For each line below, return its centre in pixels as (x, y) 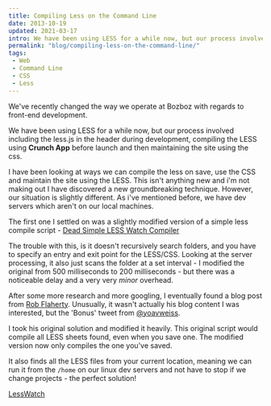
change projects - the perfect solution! (73, 378)
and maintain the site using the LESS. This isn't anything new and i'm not (129, 180)
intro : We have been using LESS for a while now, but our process (122, 38)
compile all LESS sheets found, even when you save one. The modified (126, 337)
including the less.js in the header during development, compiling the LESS (133, 139)
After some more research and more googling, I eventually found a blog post (135, 296)
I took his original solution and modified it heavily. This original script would (133, 328)
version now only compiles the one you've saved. (90, 345)
